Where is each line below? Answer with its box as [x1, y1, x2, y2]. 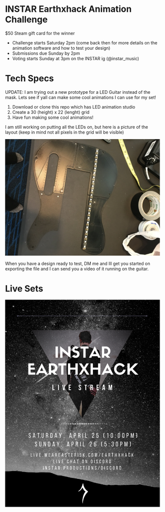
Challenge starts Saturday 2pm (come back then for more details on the [12, 39, 158, 45]
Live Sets [5, 283, 43, 294]
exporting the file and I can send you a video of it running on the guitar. [5, 265, 149, 272]
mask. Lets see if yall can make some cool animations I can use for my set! [5, 94, 156, 100]
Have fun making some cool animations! [12, 114, 94, 120]
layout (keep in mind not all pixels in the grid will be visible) [5, 129, 124, 135]
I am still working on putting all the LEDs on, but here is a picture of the [5, 124, 148, 130]
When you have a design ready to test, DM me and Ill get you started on [5, 260, 151, 266]
